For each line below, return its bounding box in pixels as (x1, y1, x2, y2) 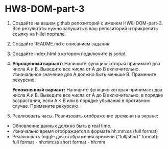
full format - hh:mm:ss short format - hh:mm (12, 139, 106, 145)
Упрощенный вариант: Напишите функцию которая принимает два (12, 60, 160, 66)
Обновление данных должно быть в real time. (12, 122, 112, 129)
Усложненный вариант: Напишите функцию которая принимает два (12, 86, 163, 92)
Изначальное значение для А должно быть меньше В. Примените (12, 71, 157, 77)
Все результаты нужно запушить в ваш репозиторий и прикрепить (12, 25, 158, 31)
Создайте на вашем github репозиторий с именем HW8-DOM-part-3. (12, 20, 163, 26)
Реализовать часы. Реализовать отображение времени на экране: (12, 113, 159, 119)
